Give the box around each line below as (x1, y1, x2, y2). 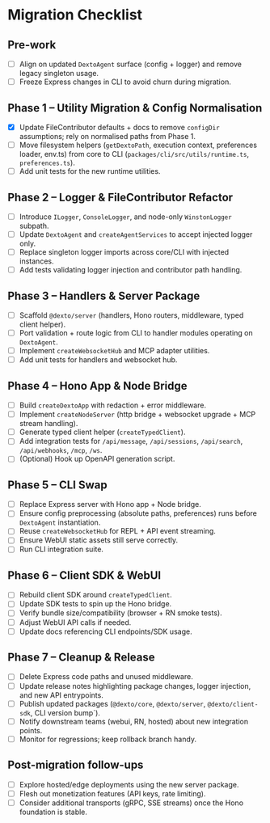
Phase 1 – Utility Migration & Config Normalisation (7, 101, 263, 115)
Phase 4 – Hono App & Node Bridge (7, 378, 188, 393)
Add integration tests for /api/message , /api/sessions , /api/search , (19, 437, 243, 446)
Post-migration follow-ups (7, 758, 144, 772)
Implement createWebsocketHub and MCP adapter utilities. (19, 346, 210, 356)
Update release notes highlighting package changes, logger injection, (19, 681, 251, 690)
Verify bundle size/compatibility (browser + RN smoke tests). (19, 608, 223, 618)
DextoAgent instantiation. (19, 517, 101, 527)
